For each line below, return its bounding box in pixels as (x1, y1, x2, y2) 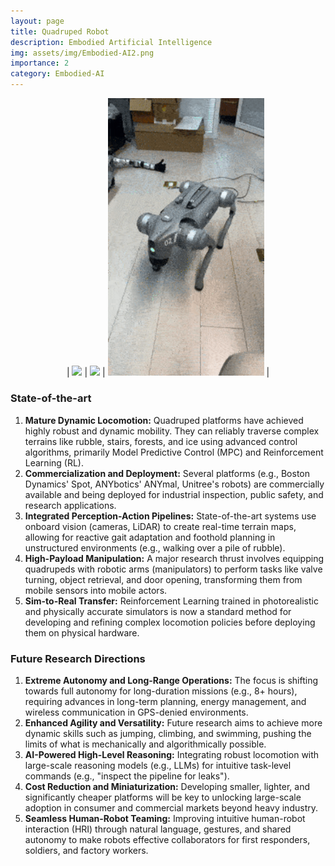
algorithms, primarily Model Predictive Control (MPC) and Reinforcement (24, 446, 324, 458)
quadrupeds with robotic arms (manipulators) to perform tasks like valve (24, 563, 323, 575)
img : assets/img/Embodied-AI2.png (10, 48, 155, 58)
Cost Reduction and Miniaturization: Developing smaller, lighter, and (24, 781, 310, 793)
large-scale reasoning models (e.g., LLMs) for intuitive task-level (24, 760, 292, 772)
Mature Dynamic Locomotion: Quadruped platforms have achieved (24, 414, 304, 426)
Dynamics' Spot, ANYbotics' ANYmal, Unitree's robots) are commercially (24, 478, 325, 490)
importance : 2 (10, 58, 70, 69)
